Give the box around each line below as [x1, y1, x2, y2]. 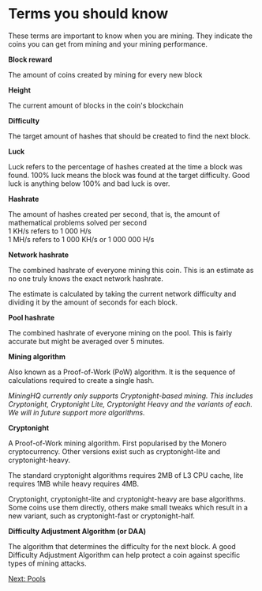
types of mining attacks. [8, 559, 87, 568]
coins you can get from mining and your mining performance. [8, 39, 208, 48]
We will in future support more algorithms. [8, 407, 145, 417]
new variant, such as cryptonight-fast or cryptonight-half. [8, 511, 196, 521]
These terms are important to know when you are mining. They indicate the [8, 31, 253, 40]
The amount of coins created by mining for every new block [8, 70, 203, 79]
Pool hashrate [8, 313, 55, 322]
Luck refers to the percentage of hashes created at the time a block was [8, 161, 243, 171]
